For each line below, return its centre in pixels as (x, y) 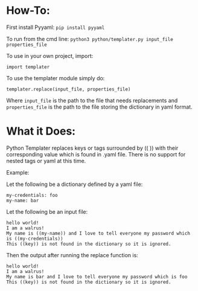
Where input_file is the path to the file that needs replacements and (92, 100)
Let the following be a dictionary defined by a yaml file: (75, 184)
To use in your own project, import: (50, 56)
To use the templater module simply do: (56, 78)
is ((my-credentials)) (35, 238)
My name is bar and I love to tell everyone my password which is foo (97, 277)
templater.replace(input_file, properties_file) (69, 89)
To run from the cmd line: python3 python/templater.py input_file (90, 39)
